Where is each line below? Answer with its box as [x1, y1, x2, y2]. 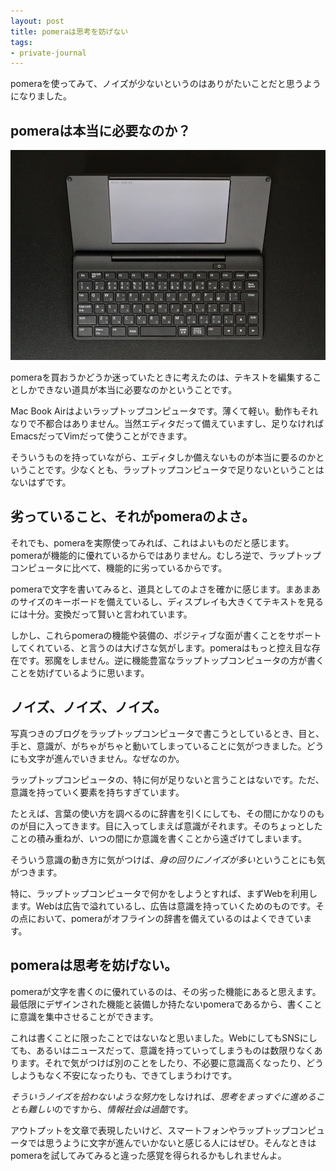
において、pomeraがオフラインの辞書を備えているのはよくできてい [27, 912, 304, 924]
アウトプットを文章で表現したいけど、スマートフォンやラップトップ [10, 1124, 290, 1136]
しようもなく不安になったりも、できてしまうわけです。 [10, 1069, 238, 1081]
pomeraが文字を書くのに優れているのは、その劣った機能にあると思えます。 [10, 985, 322, 997]
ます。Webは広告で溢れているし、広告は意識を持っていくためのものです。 [10, 900, 316, 912]
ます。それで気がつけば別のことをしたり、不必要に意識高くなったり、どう [18, 1056, 325, 1069]
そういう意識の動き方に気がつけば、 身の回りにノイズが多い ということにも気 [10, 853, 326, 865]
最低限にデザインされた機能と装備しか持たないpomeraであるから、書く [10, 998, 305, 1010]
